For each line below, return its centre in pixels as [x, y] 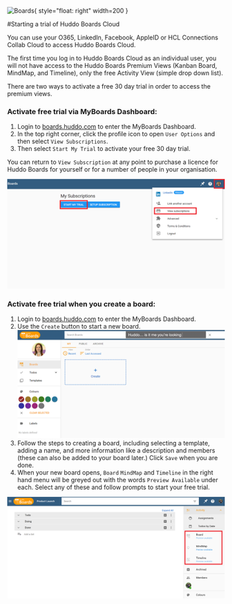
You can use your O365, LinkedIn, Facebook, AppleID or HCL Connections [113, 37]
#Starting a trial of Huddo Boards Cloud [64, 24]
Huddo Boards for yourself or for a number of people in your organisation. [112, 170]
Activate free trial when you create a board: [81, 304]
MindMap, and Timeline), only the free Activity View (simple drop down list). [115, 73]
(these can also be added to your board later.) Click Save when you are [117, 458]
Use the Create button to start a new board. [79, 327]
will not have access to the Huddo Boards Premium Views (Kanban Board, [112, 65]
